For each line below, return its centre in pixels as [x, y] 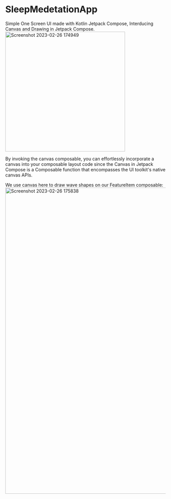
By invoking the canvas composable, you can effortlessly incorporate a [80, 159]
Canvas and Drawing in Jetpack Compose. [50, 29]
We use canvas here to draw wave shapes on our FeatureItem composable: [84, 185]
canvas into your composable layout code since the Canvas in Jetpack [79, 164]
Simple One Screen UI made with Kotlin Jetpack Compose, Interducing [79, 23]
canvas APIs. [19, 175]
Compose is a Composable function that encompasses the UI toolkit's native [85, 169]
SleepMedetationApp [51, 9]
